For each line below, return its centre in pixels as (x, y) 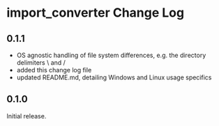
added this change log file (54, 70)
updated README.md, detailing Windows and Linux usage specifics (114, 77)
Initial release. (27, 116)
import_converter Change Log (96, 13)
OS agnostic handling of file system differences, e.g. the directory (111, 55)
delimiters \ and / (41, 63)
